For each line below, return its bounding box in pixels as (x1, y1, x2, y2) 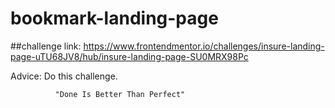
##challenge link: (10, 40, 82, 52)
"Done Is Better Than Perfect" (54, 89, 186, 99)
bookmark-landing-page (10, 7, 219, 30)
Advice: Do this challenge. (10, 70, 118, 82)
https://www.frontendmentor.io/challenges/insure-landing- (83, 40, 325, 52)
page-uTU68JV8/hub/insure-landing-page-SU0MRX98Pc (10, 50, 249, 62)
